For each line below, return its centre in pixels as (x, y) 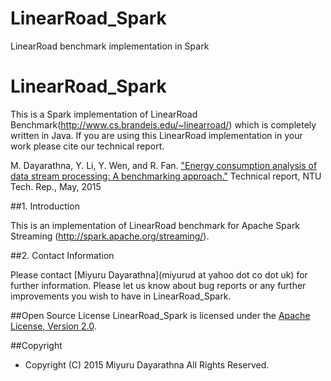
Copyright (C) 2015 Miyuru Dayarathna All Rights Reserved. (147, 364)
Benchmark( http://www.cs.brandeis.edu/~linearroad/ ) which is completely (163, 124)
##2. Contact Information (62, 255)
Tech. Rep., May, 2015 (56, 186)
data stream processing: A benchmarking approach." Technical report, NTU (166, 176)
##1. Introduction (45, 206)
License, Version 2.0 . (53, 326)
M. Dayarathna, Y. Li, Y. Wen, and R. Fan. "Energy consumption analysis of (164, 165)
